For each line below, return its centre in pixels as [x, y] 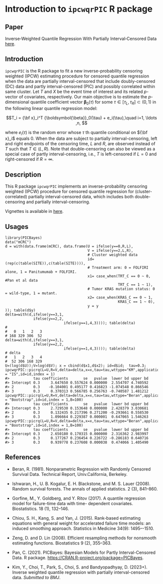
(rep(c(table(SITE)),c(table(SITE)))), [45, 264]
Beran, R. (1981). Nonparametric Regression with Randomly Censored [81, 469]
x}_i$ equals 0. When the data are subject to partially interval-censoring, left [81, 139]
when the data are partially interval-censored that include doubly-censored [80, 81]
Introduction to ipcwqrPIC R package [79, 9]
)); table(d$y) [20, 310]
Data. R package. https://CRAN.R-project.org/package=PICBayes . [78, 557]
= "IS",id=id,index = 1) [30, 374]
